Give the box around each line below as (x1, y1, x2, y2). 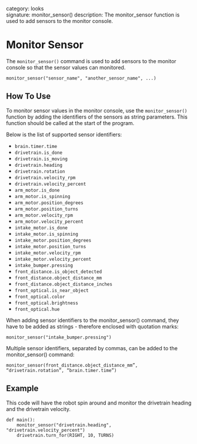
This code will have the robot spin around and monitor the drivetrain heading (6, 399, 192, 406)
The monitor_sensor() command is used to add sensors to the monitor (6, 57, 176, 64)
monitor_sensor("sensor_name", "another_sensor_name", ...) (6, 75, 157, 81)
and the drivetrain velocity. (6, 405, 71, 412)
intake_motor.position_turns (14, 244, 86, 249)
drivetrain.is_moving (14, 156, 68, 162)
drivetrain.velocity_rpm (14, 175, 76, 180)
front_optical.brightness (14, 300, 78, 306)
